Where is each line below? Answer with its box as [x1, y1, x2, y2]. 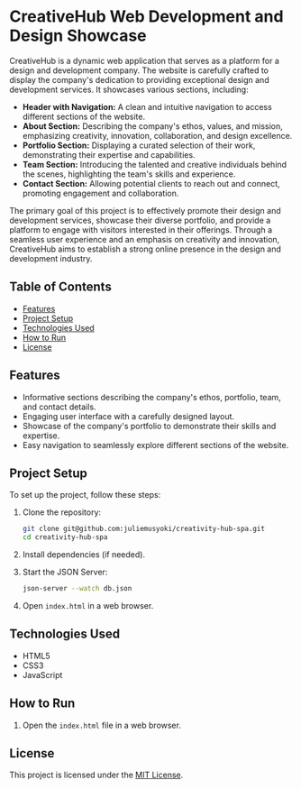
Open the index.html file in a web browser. [22, 720, 182, 730]
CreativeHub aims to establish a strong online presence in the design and [9, 243, 282, 254]
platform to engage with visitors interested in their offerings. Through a [9, 224, 273, 235]
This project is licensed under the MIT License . [9, 769, 184, 781]
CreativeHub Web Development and [9, 6, 284, 27]
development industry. [9, 252, 93, 263]
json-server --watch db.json [22, 584, 132, 593]
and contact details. [22, 401, 96, 412]
